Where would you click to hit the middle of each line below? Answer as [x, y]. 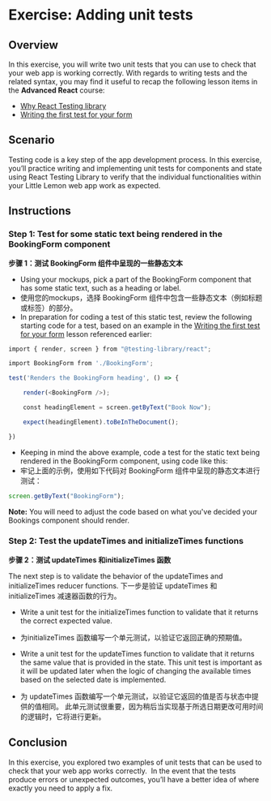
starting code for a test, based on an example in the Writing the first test [140, 325]
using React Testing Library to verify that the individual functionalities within [135, 177]
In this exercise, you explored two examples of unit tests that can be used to [135, 762]
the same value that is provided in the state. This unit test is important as [141, 662]
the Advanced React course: [57, 90]
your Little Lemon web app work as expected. [85, 185]
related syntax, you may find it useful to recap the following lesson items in [133, 82]
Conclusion [38, 743]
